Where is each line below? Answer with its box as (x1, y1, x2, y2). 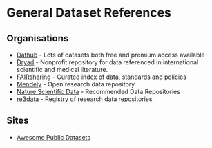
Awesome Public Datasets (16, 133, 91, 141)
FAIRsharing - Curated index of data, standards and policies (16, 73, 187, 81)
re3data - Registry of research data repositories (16, 95, 153, 103)
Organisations (6, 33, 69, 44)
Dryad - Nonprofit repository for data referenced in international (16, 58, 199, 66)
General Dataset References (6, 5, 172, 21)
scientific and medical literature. (16, 66, 108, 73)
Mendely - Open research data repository (16, 80, 135, 88)
